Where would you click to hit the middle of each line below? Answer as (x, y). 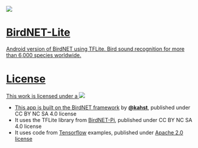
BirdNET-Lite (38, 33)
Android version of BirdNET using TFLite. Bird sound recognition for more (95, 49)
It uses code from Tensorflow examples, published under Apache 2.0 (99, 132)
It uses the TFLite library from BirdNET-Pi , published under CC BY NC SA (103, 120)
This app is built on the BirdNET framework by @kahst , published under (103, 107)
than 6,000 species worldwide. (44, 55)
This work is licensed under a (42, 96)
